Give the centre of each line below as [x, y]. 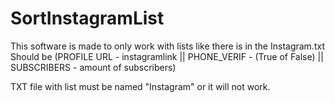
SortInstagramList [87, 18]
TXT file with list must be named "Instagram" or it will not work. [140, 86]
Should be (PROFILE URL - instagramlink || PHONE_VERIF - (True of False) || [167, 56]
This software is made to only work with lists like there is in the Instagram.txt [167, 46]
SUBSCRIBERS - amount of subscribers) [93, 67]
